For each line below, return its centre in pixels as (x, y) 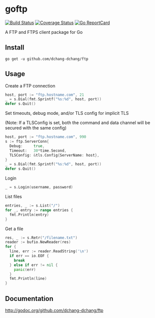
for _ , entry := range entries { (39, 210)
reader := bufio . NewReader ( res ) (38, 242)
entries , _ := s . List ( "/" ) (33, 206)
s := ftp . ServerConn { (27, 142)
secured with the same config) (36, 128)
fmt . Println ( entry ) (29, 214)
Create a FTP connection (30, 86)
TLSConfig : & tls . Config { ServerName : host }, (54, 155)
